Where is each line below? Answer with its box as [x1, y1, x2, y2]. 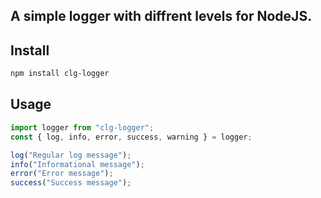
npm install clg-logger [10, 69, 110, 79]
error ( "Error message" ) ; [10, 169, 114, 179]
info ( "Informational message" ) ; [10, 159, 145, 169]
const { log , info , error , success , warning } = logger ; [10, 132, 253, 142]
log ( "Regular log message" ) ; [10, 150, 132, 160]
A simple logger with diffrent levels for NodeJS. [10, 8, 313, 25]
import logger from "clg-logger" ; [10, 122, 155, 133]
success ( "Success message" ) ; [10, 178, 132, 188]
